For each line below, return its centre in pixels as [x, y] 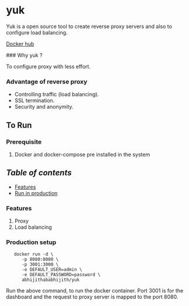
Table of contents [39, 173]
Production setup [31, 242]
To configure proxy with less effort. [48, 66]
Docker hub [20, 44]
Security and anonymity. [44, 107]
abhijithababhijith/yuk [51, 280]
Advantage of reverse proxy [47, 81]
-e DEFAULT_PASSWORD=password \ [61, 275]
